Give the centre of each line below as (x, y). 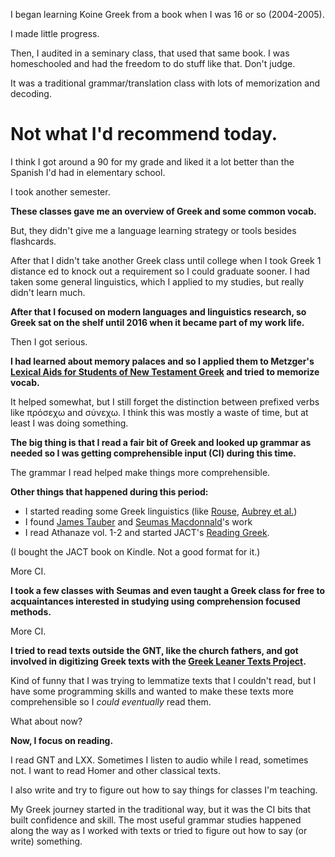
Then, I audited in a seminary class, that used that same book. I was (150, 53)
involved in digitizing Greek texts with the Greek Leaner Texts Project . (158, 661)
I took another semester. (60, 191)
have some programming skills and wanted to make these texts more (152, 691)
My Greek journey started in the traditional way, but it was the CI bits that (161, 809)
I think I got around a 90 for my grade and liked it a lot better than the (152, 161)
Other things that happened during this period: (109, 491)
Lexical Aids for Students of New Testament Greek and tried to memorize (165, 371)
